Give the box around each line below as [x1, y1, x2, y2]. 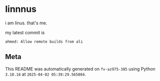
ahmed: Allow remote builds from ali [5, 39, 83, 44]
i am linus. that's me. [5, 20, 48, 26]
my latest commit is [5, 29, 45, 35]
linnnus [5, 3, 37, 15]
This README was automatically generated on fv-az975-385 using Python [5, 66, 156, 72]
